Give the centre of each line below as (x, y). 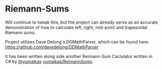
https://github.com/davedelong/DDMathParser (52, 47)
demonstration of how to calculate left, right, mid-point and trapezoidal (76, 27)
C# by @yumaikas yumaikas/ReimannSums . (49, 61)
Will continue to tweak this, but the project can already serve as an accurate (81, 22)
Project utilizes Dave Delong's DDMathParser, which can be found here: (77, 41)
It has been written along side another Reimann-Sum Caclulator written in (79, 56)
